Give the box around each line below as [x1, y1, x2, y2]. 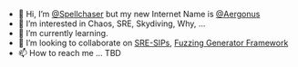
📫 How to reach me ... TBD [17, 48, 121, 58]
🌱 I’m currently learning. [17, 28, 108, 38]
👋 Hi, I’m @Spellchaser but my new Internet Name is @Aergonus [17, 9, 261, 19]
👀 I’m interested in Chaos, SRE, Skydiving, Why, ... [17, 18, 206, 29]
